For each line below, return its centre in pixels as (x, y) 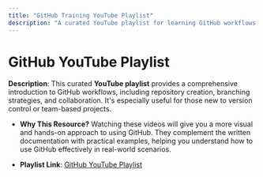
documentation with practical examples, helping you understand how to (136, 141)
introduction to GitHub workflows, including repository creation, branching (129, 92)
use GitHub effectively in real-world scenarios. (95, 149)
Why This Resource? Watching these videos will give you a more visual (136, 124)
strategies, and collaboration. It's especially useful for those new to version (130, 100)
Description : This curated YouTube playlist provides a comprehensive (123, 84)
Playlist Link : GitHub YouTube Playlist (81, 165)
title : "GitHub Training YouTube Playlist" (81, 15)
